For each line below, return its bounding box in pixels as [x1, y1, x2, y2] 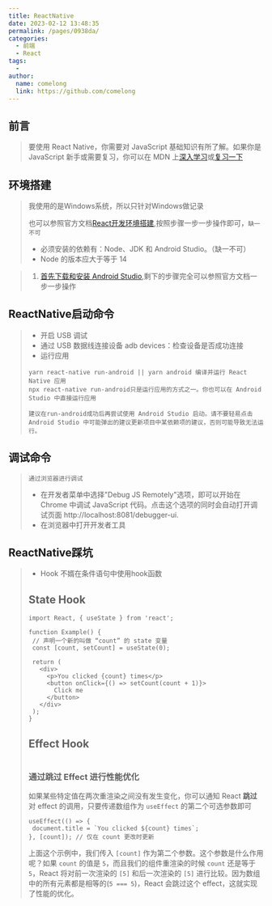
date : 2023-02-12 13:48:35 [8, 19, 100, 28]
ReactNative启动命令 [8, 307, 115, 321]
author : [8, 72, 35, 80]
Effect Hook [28, 737, 90, 751]
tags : [8, 57, 27, 66]
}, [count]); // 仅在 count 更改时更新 [28, 833, 155, 841]
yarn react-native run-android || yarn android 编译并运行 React [28, 368, 248, 376]
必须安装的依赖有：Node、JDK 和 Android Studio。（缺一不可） [40, 244, 251, 253]
